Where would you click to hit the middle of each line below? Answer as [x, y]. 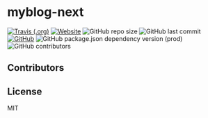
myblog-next [46, 12]
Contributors [36, 68]
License [25, 91]
